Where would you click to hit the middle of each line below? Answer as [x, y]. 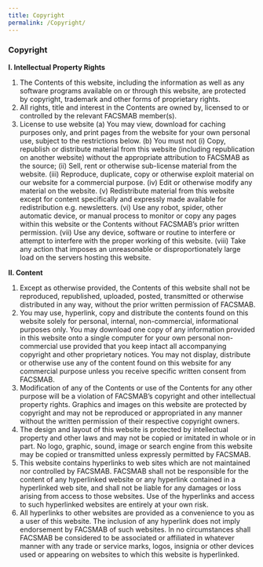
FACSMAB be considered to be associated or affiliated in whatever [127, 537]
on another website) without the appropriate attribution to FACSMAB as [134, 157]
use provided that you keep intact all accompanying [143, 346]
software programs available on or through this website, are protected [133, 90]
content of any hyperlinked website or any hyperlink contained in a [127, 479]
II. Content [26, 272]
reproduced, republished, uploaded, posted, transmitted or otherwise [131, 296]
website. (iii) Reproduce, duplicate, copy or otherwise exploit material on [137, 174]
